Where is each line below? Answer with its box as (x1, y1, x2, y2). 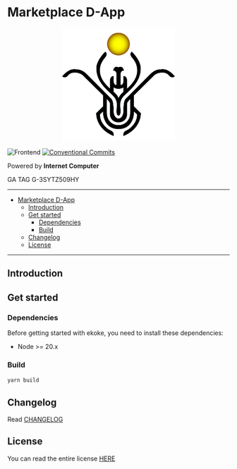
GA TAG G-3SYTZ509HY (7, 175, 80, 183)
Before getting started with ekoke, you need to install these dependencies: (7, 329, 224, 337)
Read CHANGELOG (7, 415, 63, 423)
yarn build (7, 377, 39, 384)
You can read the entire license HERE (7, 454, 116, 463)
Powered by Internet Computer (7, 162, 99, 170)
